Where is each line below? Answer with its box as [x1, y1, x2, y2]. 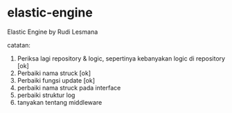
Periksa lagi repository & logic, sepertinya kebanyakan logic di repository [17, 54, 226, 63]
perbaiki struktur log [17, 91, 75, 99]
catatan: [7, 41, 31, 49]
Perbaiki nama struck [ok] [17, 69, 91, 77]
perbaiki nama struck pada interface [17, 83, 121, 92]
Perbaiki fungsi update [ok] [17, 76, 96, 84]
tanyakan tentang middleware [17, 98, 102, 106]
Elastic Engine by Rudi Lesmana [7, 28, 98, 36]
